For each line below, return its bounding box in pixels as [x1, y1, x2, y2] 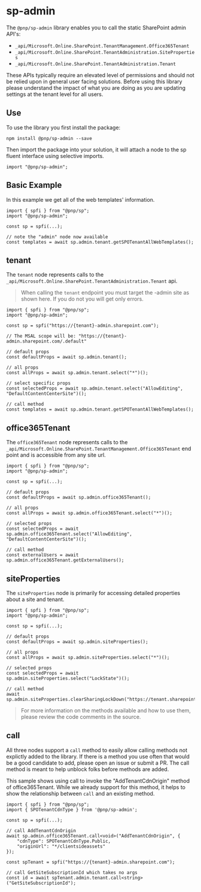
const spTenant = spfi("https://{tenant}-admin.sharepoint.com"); [6, 859, 175, 865]
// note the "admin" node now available [6, 233, 109, 240]
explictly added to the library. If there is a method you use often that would [6, 753, 190, 760]
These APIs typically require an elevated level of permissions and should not [6, 71, 194, 78]
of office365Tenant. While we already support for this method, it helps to [6, 783, 185, 791]
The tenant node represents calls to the [6, 271, 104, 278]
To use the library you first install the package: [6, 124, 121, 131]
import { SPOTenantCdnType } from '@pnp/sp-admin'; [6, 806, 138, 812]
